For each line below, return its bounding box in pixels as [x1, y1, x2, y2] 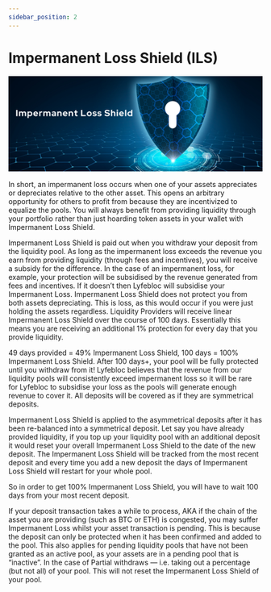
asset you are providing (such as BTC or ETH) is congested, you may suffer [8, 515, 259, 524]
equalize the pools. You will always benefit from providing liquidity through [8, 205, 256, 215]
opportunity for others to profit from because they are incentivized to [8, 196, 238, 206]
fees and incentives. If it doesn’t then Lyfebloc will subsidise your [8, 281, 225, 290]
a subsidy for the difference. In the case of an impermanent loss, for [8, 263, 235, 273]
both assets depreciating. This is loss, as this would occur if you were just [8, 298, 254, 307]
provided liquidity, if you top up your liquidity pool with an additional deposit [8, 431, 261, 441]
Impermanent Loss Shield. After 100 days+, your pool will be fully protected [8, 356, 259, 366]
